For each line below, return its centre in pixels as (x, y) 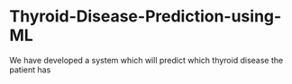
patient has (30, 70)
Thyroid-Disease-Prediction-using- (146, 17)
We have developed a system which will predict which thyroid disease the (146, 60)
